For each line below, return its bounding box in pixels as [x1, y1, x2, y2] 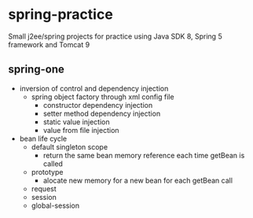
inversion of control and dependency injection [19, 83, 169, 93]
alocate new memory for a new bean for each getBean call [42, 176, 233, 185]
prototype [31, 167, 64, 176]
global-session [31, 201, 80, 210]
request [31, 183, 57, 194]
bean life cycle [19, 134, 68, 143]
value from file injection [42, 125, 119, 135]
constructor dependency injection [42, 100, 153, 109]
